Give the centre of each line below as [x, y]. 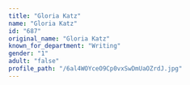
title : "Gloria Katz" [45, 16]
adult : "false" [34, 62]
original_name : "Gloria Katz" [59, 38]
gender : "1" [28, 53]
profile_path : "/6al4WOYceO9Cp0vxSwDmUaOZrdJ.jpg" [95, 69]
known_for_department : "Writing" [65, 46]
